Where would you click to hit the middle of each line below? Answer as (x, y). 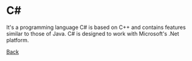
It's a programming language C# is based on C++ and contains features (96, 27)
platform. (18, 40)
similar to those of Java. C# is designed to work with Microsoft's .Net (93, 33)
